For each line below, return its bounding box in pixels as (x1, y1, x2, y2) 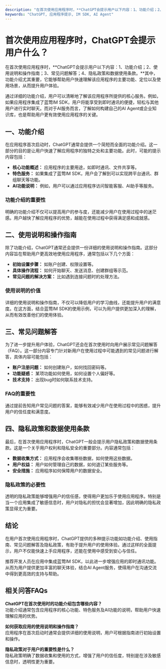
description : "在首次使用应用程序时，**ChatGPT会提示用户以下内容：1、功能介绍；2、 (5, 7, 164, 12)
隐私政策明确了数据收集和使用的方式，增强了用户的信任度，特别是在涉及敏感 (5, 652, 161, 658)
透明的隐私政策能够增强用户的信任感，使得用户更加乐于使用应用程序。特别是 (5, 493, 161, 499)
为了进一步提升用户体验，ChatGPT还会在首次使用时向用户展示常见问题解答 (5, 342, 158, 348)
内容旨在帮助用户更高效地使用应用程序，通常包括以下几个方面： (5, 251, 135, 257)
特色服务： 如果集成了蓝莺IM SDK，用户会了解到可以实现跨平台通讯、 (12, 171, 155, 177)
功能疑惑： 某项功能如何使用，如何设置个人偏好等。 (12, 371, 118, 377)
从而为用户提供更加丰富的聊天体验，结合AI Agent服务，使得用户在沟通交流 (5, 564, 157, 570)
